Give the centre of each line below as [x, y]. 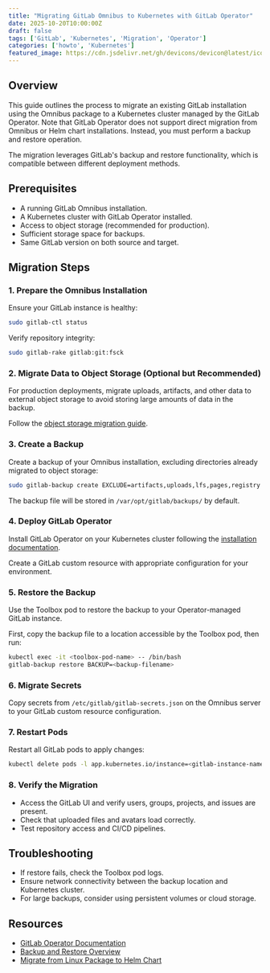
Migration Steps [49, 267]
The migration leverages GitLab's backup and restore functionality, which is [133, 154]
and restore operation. [45, 139]
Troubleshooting [51, 854]
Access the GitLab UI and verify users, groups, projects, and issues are [137, 803]
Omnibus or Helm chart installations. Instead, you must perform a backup [130, 130]
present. [34, 811]
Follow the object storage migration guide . [78, 424]
